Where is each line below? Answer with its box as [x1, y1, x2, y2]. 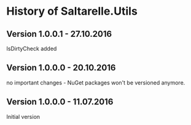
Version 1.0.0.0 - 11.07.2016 [6, 97, 114, 107]
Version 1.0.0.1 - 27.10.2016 [6, 29, 112, 39]
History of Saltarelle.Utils [6, 4, 138, 18]
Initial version [6, 113, 41, 120]
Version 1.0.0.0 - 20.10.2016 [6, 63, 116, 73]
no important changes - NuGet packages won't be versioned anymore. [6, 78, 185, 86]
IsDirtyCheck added [6, 45, 57, 52]
